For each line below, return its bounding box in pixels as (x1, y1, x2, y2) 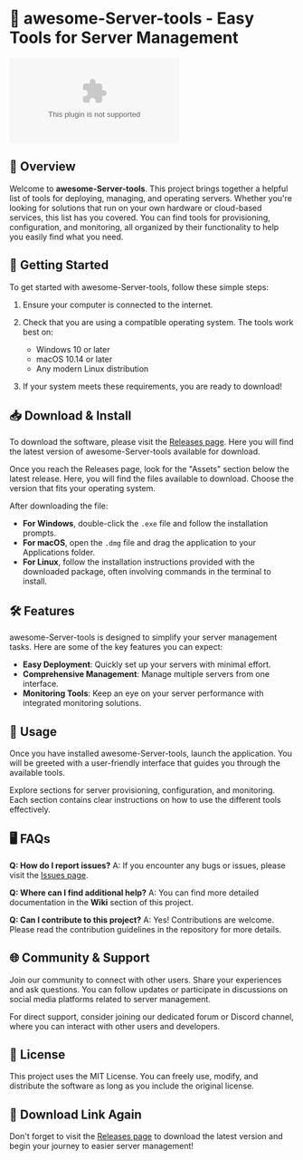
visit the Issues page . (9, 869, 89, 880)
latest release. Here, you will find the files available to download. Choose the (9, 473, 294, 484)
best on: (22, 326, 54, 337)
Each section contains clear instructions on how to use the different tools (9, 795, 282, 805)
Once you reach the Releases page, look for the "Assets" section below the (9, 464, 289, 475)
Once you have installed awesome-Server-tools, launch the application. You (9, 748, 292, 759)
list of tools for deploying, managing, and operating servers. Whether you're (9, 192, 292, 203)
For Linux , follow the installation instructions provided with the (22, 556, 255, 567)
